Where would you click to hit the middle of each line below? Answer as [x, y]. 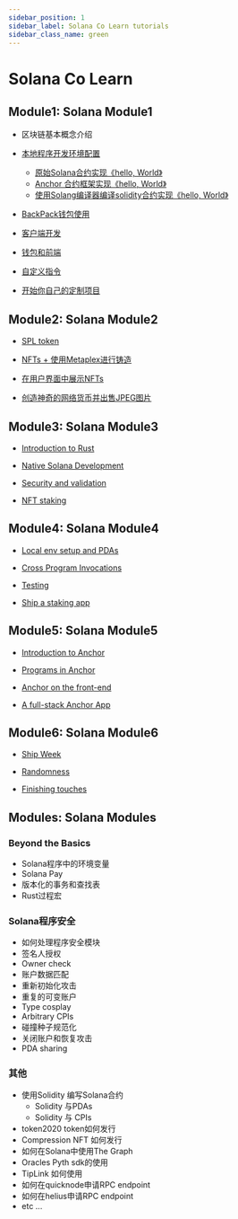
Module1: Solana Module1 [81, 112]
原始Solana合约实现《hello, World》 [98, 172]
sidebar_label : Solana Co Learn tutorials [89, 26]
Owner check [46, 964]
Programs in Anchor [58, 669]
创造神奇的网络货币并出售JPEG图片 [86, 398]
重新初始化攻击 [49, 985]
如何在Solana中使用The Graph [77, 1151]
